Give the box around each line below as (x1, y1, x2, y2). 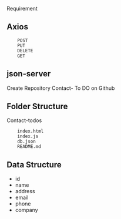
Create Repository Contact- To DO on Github (6, 85, 115, 92)
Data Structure (6, 160, 62, 170)
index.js (17, 133, 39, 140)
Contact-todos (6, 117, 42, 124)
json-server (6, 69, 51, 79)
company (15, 207, 38, 214)
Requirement (6, 5, 38, 12)
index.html (17, 129, 44, 134)
